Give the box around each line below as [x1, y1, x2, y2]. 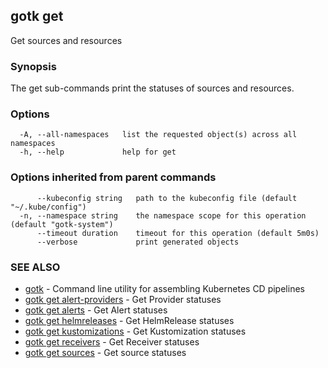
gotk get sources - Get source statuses [24, 347, 187, 358]
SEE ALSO [10, 260, 61, 274]
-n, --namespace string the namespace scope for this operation [19, 210, 307, 221]
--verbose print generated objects [36, 237, 240, 247]
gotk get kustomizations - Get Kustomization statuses [24, 325, 247, 337]
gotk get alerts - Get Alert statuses [24, 304, 168, 316]
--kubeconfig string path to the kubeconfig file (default [36, 193, 298, 203]
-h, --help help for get [19, 147, 177, 158]
